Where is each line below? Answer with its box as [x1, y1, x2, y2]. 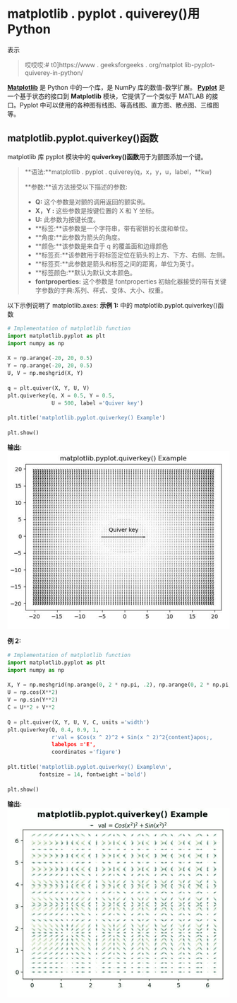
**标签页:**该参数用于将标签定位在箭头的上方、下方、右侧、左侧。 [35, 250, 229, 259]
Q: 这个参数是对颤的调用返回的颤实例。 [35, 197, 150, 206]
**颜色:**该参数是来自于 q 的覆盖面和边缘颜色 [35, 241, 169, 250]
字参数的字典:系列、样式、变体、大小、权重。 [35, 286, 167, 294]
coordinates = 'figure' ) [51, 748, 121, 756]
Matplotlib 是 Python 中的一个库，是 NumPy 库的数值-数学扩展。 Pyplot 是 [7, 83, 226, 91]
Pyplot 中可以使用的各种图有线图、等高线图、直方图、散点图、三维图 [19, 100, 219, 109]
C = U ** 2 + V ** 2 [7, 704, 55, 711]
